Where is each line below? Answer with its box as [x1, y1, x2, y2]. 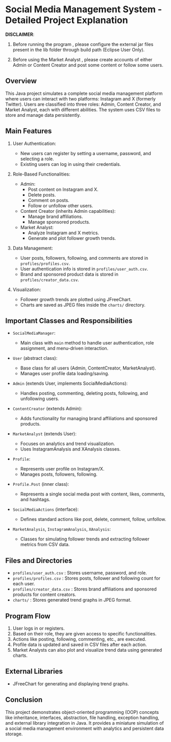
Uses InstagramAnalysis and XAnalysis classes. [20, 446, 121, 452]
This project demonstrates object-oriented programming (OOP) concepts [5, 709, 159, 715]
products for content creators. [12, 591, 77, 598]
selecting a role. [20, 156, 55, 162]
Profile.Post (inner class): [12, 481, 69, 487]
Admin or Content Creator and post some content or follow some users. [12, 62, 163, 68]
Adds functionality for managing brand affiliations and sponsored [20, 415, 157, 422]
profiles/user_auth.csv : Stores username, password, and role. [12, 570, 147, 576]
